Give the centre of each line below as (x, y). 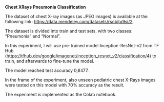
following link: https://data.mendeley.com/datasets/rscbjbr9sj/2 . (70, 22)
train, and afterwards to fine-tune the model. (50, 61)
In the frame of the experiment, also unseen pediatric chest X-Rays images (80, 80)
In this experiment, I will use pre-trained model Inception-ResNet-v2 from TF (82, 45)
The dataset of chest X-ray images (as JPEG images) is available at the (76, 16)
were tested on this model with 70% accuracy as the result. (65, 85)
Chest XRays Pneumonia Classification (46, 7)
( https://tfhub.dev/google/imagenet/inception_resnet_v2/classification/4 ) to (81, 56)
